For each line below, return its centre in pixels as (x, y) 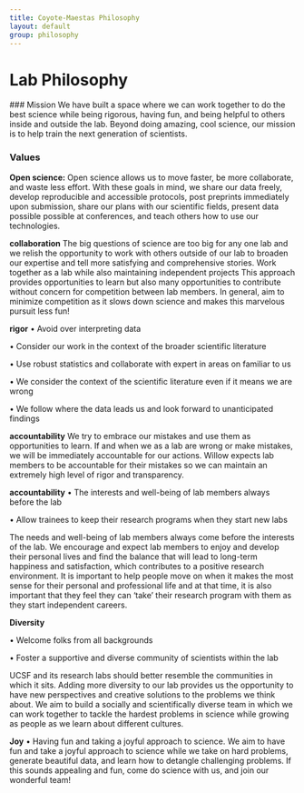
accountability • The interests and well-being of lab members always (140, 492)
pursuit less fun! (39, 311)
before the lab (35, 502)
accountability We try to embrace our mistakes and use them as (130, 436)
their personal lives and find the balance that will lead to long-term (133, 557)
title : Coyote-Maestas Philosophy (75, 18)
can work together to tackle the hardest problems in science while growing (149, 714)
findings (25, 418)
